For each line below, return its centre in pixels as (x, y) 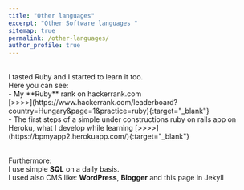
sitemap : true (32, 30)
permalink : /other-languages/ (59, 38)
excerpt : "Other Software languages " (73, 23)
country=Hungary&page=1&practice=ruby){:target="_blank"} (109, 111)
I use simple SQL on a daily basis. (64, 169)
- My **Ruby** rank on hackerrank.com (75, 94)
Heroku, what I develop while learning (71, 128)
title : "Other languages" (51, 16)
